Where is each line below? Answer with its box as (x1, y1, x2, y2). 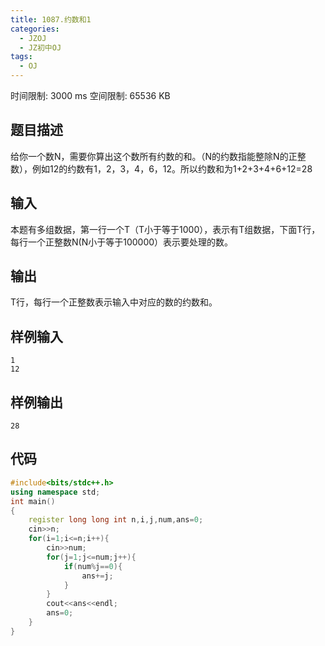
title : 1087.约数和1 (10, 14, 92, 25)
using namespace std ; (10, 487, 101, 497)
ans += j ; (81, 571, 114, 581)
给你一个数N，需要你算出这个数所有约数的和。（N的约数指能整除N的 (10, 150, 289, 162)
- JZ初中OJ (19, 42, 62, 53)
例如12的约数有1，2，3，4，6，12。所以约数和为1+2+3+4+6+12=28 (31, 162, 313, 175)
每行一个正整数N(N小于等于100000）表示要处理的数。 (10, 236, 234, 248)
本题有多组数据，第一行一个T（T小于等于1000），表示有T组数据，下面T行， (10, 223, 321, 235)
